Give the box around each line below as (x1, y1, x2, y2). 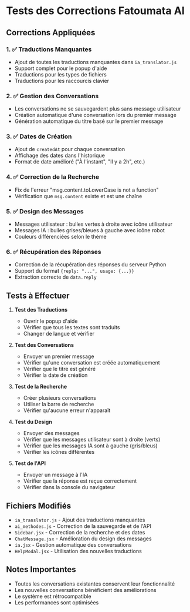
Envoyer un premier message (23, 353, 94, 360)
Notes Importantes (6, 564, 76, 574)
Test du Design (14, 419, 53, 426)
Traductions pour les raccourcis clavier (14, 77, 110, 84)
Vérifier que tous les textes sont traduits (23, 324, 120, 331)
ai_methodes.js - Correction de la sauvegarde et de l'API (14, 522, 151, 530)
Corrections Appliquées (6, 28, 96, 38)
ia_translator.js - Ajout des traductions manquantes (14, 516, 145, 523)
